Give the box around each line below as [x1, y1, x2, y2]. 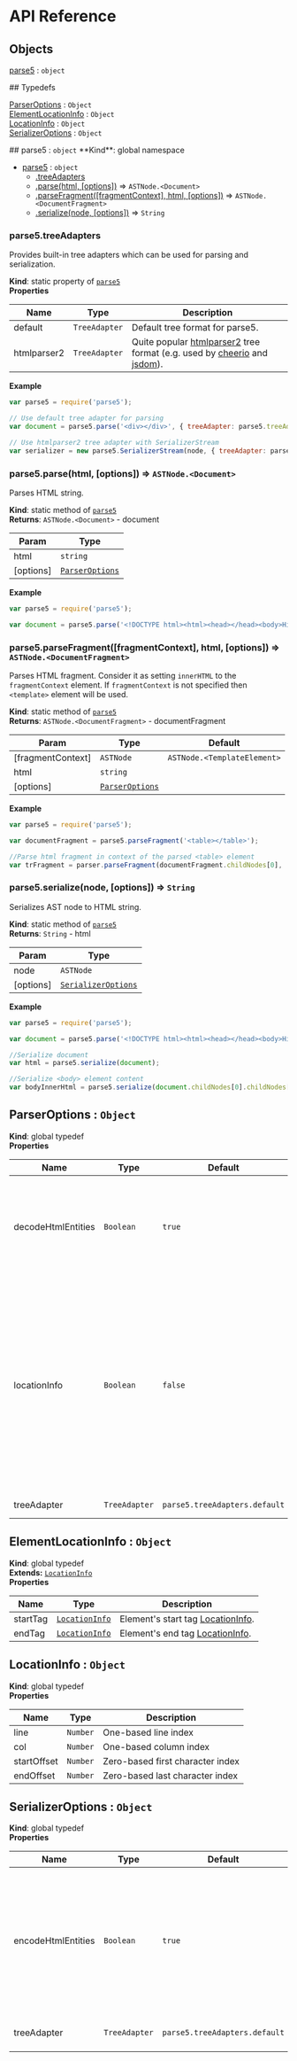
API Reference [9, 6, 117, 27]
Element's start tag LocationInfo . [118, 1613, 255, 1625]
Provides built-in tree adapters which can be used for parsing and [9, 250, 249, 261]
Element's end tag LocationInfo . [118, 1627, 252, 1639]
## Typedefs [9, 82, 56, 92]
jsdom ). [131, 358, 164, 370]
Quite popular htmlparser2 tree [131, 336, 261, 348]
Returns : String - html [9, 928, 91, 938]
